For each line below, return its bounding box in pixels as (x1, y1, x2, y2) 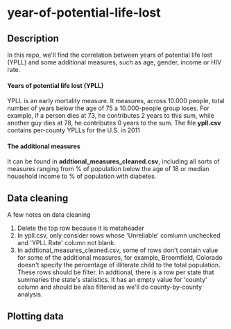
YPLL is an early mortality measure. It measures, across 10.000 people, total (7, 97, 225, 105)
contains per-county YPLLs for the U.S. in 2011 (7, 126, 140, 134)
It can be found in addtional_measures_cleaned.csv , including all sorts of (7, 157, 220, 166)
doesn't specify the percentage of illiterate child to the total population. (17, 261, 221, 269)
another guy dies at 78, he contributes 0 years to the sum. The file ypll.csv (7, 119, 221, 127)
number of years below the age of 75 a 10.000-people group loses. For (7, 104, 209, 112)
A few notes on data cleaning (7, 211, 91, 219)
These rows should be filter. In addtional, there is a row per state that (17, 268, 214, 276)
